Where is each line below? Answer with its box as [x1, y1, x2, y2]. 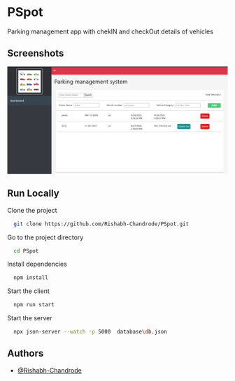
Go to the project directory [7, 233, 84, 241]
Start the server [7, 314, 52, 322]
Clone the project [7, 206, 57, 214]
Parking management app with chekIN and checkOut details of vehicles [7, 27, 213, 36]
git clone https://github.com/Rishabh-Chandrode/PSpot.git [13, 221, 190, 227]
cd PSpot [13, 247, 39, 255]
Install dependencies [7, 260, 68, 269]
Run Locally [7, 188, 59, 200]
